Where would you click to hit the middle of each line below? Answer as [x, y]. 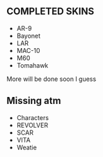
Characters [33, 117]
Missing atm [34, 101]
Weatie [27, 147]
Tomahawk [32, 65]
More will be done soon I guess [51, 79]
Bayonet [29, 36]
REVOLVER [32, 125]
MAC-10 [28, 50]
